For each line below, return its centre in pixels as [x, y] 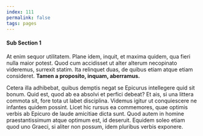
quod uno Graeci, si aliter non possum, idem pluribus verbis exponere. [95, 126]
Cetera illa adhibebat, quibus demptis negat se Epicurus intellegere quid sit [101, 88]
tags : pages [21, 23]
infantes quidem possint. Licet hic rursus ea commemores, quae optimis [97, 107]
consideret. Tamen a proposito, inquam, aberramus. [73, 76]
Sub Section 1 [24, 43]
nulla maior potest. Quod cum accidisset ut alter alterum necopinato [92, 63]
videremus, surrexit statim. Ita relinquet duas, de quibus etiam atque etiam [100, 69]
